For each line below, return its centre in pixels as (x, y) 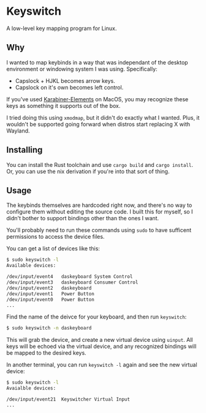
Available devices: (31, 266)
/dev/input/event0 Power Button (51, 299)
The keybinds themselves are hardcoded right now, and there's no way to (99, 205)
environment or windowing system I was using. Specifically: (82, 69)
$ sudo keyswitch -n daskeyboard (49, 328)
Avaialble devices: (31, 388)
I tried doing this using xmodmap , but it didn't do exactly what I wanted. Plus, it (103, 117)
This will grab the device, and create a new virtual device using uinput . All (100, 340)
